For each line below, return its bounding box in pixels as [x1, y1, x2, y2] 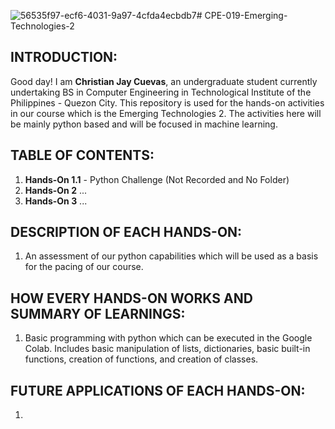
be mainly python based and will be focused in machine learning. [10, 118, 278, 130]
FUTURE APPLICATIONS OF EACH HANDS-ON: [10, 382, 306, 399]
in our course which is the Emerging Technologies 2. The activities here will [10, 107, 322, 119]
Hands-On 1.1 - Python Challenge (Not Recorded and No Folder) [24, 173, 290, 185]
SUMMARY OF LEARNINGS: [10, 305, 186, 322]
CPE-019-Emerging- [204, 10, 288, 21]
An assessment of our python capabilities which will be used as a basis [24, 250, 319, 262]
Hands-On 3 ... [24, 195, 88, 207]
